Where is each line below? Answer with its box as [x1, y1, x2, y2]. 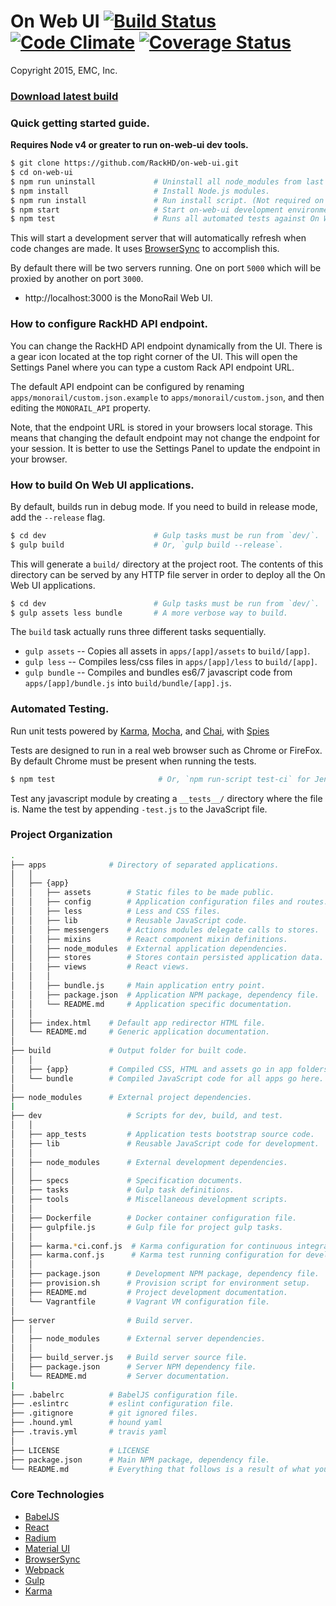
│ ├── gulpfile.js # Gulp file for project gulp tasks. [10, 1222, 284, 1232]
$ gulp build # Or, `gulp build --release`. [10, 540, 284, 550]
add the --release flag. [10, 511, 106, 523]
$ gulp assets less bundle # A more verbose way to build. [10, 608, 288, 618]
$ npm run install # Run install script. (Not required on [10, 195, 325, 205]
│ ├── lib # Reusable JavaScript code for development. [10, 1138, 320, 1149]
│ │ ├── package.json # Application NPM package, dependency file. [10, 990, 320, 1000]
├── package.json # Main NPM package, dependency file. [10, 1455, 271, 1465]
